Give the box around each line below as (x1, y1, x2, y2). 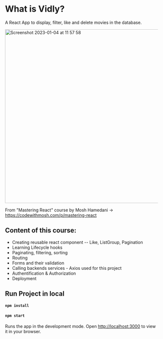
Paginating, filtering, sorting (12, 249, 68, 255)
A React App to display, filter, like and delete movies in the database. (5, 19, 142, 25)
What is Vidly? (5, 3, 65, 15)
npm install (5, 303, 29, 308)
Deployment (12, 275, 37, 281)
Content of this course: (5, 226, 77, 235)
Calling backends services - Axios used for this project (12, 265, 122, 271)
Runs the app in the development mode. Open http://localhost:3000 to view (5, 323, 156, 329)
